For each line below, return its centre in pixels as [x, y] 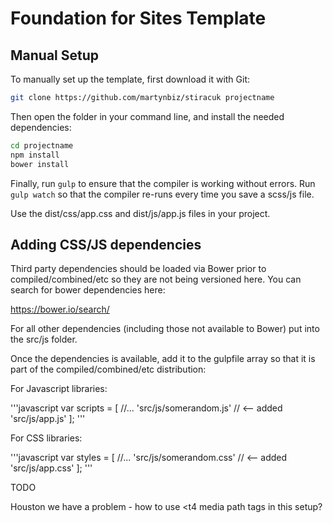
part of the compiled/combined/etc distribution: [108, 369]
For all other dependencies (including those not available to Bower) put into [165, 329]
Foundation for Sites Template [138, 18]
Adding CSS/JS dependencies [106, 244]
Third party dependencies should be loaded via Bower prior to [138, 269]
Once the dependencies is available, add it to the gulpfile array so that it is [163, 359]
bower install [40, 164]
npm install [35, 155]
